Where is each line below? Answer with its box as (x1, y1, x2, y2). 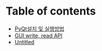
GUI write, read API (14, 32, 63, 39)
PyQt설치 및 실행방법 (14, 25, 64, 32)
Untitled (14, 38, 35, 46)
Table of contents (5, 4, 97, 18)
